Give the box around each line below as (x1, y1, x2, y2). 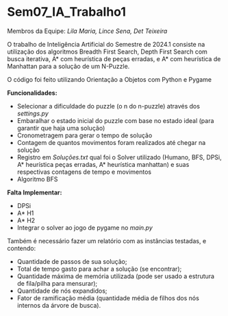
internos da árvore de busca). (16, 301, 101, 309)
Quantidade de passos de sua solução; (16, 257, 127, 265)
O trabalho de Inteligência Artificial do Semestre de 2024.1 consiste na (7, 40, 205, 48)
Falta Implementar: (7, 188, 62, 196)
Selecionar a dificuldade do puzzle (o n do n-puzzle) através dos (16, 102, 201, 110)
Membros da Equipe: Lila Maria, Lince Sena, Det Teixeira (7, 27, 168, 35)
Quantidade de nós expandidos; (16, 286, 107, 295)
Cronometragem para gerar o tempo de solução (16, 131, 153, 139)
